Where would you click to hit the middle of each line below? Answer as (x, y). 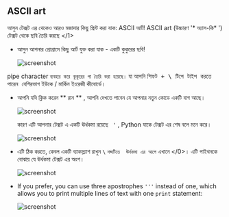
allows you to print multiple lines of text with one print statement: (110, 193)
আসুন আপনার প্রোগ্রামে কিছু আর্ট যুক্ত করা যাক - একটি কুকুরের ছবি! (81, 49)
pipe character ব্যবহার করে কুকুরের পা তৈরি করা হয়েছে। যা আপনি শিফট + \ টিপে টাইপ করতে (109, 76)
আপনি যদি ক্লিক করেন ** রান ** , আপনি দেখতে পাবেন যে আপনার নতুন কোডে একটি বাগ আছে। (111, 97)
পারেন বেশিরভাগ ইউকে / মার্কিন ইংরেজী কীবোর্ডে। (57, 84)
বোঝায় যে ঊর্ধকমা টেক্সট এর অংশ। (50, 159)
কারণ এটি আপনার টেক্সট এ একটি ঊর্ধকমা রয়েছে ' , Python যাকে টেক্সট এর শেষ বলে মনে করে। (114, 124)
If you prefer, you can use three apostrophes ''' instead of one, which (117, 186)
